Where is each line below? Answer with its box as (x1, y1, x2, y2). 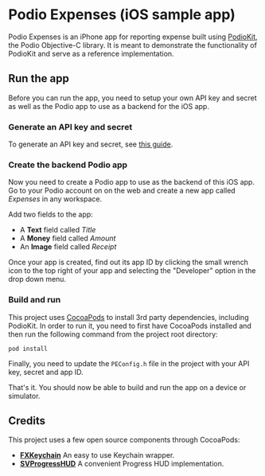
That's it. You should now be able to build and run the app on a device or (8, 382, 247, 392)
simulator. (8, 391, 41, 400)
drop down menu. (8, 275, 66, 284)
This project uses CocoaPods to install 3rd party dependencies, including (8, 312, 249, 322)
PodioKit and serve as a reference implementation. (8, 49, 174, 58)
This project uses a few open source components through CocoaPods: (8, 435, 240, 445)
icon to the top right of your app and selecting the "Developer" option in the (8, 266, 256, 275)
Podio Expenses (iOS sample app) (8, 6, 236, 24)
